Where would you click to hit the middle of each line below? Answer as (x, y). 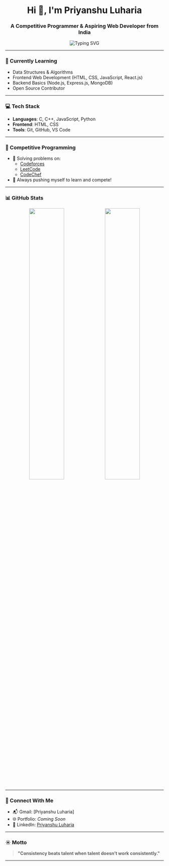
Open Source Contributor (39, 88)
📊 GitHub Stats (24, 198)
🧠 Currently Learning (31, 61)
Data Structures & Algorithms (43, 72)
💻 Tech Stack (23, 106)
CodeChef (31, 175)
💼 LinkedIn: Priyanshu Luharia (43, 824)
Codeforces (32, 164)
